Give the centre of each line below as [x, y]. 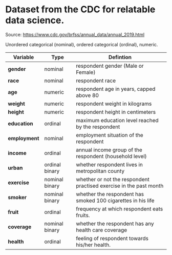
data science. [35, 20]
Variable [24, 57]
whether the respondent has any [115, 223]
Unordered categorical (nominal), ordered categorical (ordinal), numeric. [82, 44]
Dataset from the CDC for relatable [80, 9]
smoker [17, 197]
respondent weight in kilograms [114, 104]
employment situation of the [110, 135]
